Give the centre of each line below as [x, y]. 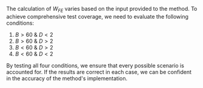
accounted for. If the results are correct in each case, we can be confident [99, 72]
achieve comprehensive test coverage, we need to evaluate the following [98, 16]
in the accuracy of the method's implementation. [67, 78]
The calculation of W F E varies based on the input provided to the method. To [102, 10]
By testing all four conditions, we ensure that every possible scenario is [95, 65]
